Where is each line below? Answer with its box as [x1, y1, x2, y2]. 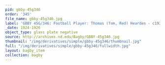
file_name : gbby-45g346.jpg [5, 16, 63, 21]
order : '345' [5, 12, 32, 17]
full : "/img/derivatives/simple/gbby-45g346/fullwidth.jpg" [5, 43, 131, 48]
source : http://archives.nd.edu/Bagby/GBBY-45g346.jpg [5, 35, 120, 40]
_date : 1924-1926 [5, 25, 41, 30]
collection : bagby [5, 52, 43, 58]
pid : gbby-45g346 [5, 7, 41, 12]
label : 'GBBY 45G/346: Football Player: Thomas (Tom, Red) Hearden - [5, 21, 151, 26]
